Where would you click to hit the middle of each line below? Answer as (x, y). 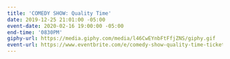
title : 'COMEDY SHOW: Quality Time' (59, 13)
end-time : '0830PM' (35, 32)
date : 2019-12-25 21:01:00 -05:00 (56, 20)
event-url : (23, 45)
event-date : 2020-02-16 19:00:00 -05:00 (66, 26)
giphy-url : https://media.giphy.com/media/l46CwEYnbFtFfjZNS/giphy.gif (111, 39)
